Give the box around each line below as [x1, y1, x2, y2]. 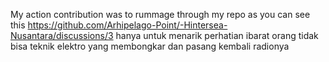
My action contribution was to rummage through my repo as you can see [10, 9, 311, 20]
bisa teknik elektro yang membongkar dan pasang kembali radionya [10, 40, 290, 52]
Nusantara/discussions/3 [10, 30, 114, 41]
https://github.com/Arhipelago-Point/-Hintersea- [27, 19, 228, 31]
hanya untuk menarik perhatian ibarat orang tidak [115, 30, 319, 41]
